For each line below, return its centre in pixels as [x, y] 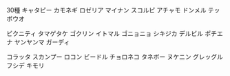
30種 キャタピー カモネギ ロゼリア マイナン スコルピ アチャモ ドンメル [106, 10]
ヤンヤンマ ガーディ [42, 42]
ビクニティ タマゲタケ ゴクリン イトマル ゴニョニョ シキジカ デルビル [105, 34]
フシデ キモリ [25, 65]
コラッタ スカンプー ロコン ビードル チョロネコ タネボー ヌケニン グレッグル [115, 57]
